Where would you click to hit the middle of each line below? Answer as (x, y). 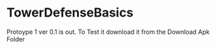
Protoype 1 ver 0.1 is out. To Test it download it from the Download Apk (108, 32)
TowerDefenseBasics (70, 13)
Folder (16, 39)
